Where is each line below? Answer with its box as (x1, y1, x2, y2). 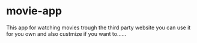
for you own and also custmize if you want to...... (6, 30, 127, 37)
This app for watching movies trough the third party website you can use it (6, 24, 191, 31)
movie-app (6, 4, 62, 18)
